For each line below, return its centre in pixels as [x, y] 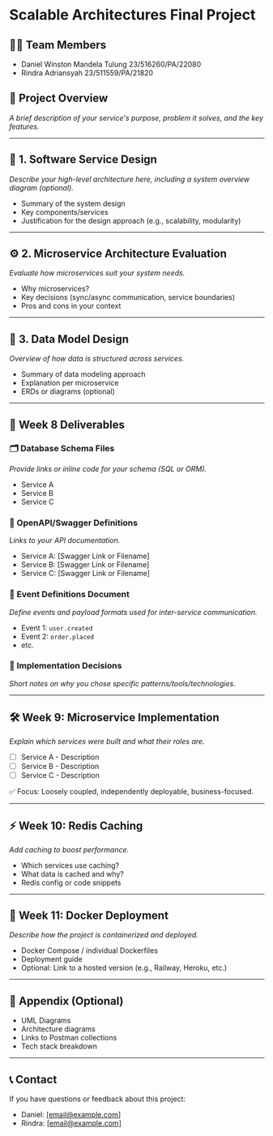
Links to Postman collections [69, 1038]
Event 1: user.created [57, 628]
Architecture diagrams [58, 1029]
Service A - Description [60, 757]
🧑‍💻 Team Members [58, 45]
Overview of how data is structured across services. [97, 359]
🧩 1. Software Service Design [83, 160]
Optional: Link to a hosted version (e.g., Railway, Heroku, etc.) [124, 968]
